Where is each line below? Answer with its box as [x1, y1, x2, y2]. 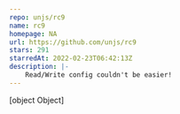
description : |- [9, 63, 69, 72]
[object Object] [9, 95, 65, 105]
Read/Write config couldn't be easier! [25, 71, 173, 80]
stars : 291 [9, 46, 50, 55]
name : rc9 [9, 21, 46, 30]
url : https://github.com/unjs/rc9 [9, 37, 137, 47]
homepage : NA [9, 29, 58, 38]
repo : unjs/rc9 [9, 12, 66, 22]
